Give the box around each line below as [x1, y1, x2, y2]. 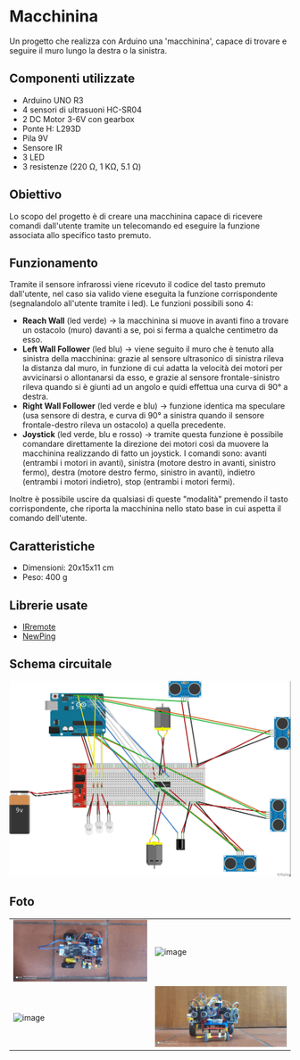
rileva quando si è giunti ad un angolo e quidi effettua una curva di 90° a [21, 382, 288, 393]
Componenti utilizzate [9, 71, 136, 87]
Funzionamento [9, 255, 98, 270]
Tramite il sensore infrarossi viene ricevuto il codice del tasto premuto [9, 279, 266, 290]
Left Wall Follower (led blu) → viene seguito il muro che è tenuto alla [21, 344, 275, 354]
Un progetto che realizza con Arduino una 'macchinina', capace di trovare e [9, 36, 287, 46]
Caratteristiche [9, 538, 96, 554]
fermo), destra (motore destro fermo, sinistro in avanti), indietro [21, 467, 256, 478]
